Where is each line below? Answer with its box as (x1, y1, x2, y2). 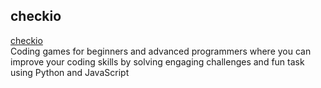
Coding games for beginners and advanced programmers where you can (10, 45, 312, 57)
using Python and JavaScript (10, 66, 130, 78)
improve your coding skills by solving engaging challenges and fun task (10, 55, 305, 68)
